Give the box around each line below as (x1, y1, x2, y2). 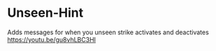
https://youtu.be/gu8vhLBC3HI (7, 35, 96, 43)
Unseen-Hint (7, 5, 84, 21)
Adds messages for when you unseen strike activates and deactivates (7, 28, 210, 36)
